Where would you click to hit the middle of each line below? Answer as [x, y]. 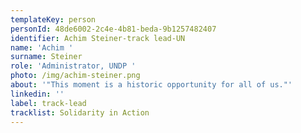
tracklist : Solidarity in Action [80, 112]
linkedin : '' [37, 94]
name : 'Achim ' [42, 47]
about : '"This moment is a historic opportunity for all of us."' [151, 85]
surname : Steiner [46, 57]
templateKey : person [53, 19]
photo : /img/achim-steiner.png [75, 76]
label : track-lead [48, 103]
